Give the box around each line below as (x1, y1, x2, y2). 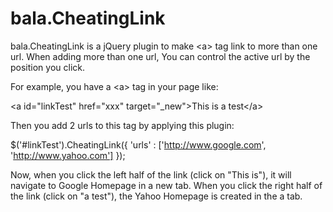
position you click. (10, 61, 86, 73)
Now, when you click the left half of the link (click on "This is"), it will (10, 168, 292, 181)
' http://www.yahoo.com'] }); (10, 149, 126, 161)
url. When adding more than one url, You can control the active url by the (10, 50, 311, 62)
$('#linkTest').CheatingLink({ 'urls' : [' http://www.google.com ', (10, 138, 267, 151)
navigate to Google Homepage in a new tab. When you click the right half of (10, 179, 323, 191)
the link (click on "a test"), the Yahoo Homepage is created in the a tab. (10, 190, 303, 202)
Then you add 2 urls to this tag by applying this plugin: (10, 119, 235, 131)
